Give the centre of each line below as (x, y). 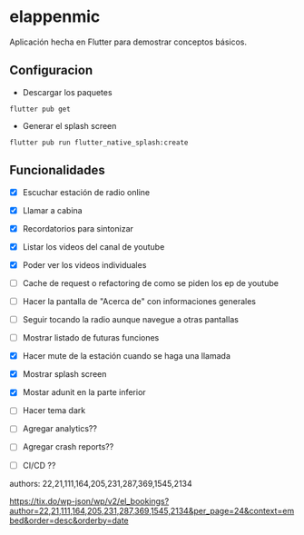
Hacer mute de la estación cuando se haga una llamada (127, 356)
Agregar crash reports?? (68, 447)
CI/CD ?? (39, 465)
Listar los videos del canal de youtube (93, 246)
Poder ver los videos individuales (84, 264)
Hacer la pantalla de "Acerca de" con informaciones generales (139, 301)
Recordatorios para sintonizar (78, 228)
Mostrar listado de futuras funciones (91, 338)
